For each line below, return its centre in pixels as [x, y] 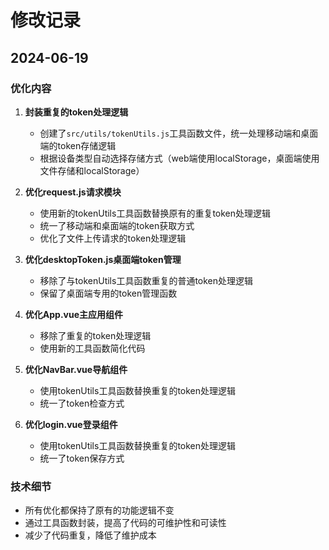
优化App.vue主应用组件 [74, 314]
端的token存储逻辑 [78, 145]
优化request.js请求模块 [73, 192]
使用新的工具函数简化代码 [92, 348]
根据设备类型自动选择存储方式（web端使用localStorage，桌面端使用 [179, 158]
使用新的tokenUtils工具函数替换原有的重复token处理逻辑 [155, 213]
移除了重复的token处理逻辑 [95, 335]
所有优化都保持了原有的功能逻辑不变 [99, 510]
